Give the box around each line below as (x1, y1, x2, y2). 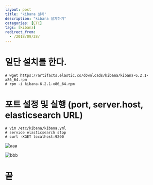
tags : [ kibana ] (5, 25, 36, 30)
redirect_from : (5, 30, 36, 34)
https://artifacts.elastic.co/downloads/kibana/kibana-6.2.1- (20, 73, 149, 78)
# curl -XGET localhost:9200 (5, 134, 64, 139)
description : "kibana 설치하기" (5, 16, 67, 21)
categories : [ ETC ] (5, 20, 42, 26)
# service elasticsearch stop (5, 130, 67, 135)
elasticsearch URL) (5, 110, 83, 120)
